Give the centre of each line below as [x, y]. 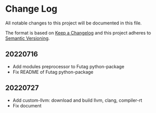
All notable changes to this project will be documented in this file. [74, 23]
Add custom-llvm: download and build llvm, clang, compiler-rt [77, 100]
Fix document [27, 105]
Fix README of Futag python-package [53, 72]
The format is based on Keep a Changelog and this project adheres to [78, 33]
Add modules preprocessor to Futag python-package [68, 66]
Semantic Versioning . [27, 38]
